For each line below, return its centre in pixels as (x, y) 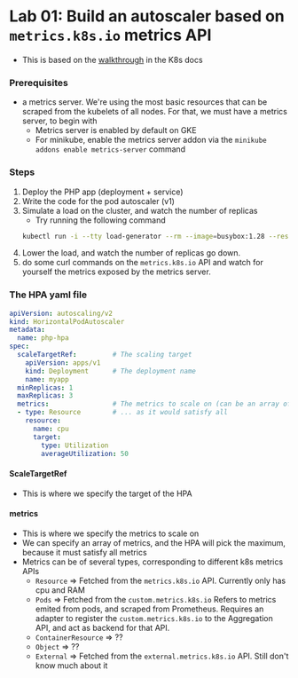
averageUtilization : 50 (85, 453)
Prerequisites (39, 83)
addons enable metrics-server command (110, 149)
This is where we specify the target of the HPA (107, 493)
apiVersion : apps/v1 (63, 363)
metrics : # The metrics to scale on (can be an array (148, 404)
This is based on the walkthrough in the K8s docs (112, 59)
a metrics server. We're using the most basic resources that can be (145, 102)
